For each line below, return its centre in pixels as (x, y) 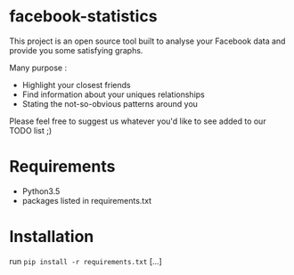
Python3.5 (41, 191)
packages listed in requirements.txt (87, 200)
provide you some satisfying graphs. (76, 50)
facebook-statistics (83, 16)
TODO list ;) (31, 130)
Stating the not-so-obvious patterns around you (110, 103)
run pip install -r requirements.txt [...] (86, 261)
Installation (52, 237)
